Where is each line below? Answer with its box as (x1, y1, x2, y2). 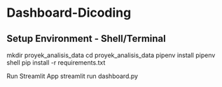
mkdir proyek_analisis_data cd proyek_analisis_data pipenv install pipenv (6, 51, 216, 59)
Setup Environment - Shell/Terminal (6, 33, 166, 45)
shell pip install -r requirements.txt (6, 58, 106, 67)
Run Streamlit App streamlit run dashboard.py (6, 72, 138, 80)
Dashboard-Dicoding (6, 5, 132, 21)
